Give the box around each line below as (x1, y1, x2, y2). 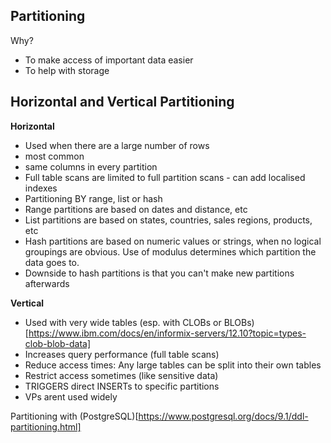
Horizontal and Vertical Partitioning (10, 94, 235, 111)
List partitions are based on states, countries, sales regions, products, (24, 214, 313, 226)
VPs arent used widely (24, 390, 118, 403)
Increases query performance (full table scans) (24, 348, 220, 360)
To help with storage (24, 64, 110, 76)
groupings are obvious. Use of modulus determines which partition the (24, 245, 317, 258)
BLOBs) (223, 316, 255, 328)
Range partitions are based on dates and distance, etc (24, 203, 248, 215)
